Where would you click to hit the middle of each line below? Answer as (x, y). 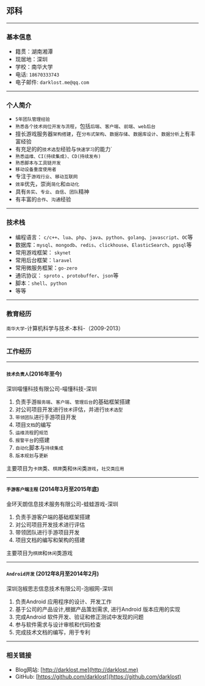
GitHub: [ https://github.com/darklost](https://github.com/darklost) (98, 677)
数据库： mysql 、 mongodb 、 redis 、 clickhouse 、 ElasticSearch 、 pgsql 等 (103, 244)
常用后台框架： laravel (43, 260)
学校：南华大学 (34, 67)
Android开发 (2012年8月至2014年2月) (53, 574)
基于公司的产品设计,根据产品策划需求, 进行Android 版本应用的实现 (98, 609)
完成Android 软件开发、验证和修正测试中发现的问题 (79, 617)
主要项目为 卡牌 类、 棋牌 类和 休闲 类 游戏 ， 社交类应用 (65, 468)
